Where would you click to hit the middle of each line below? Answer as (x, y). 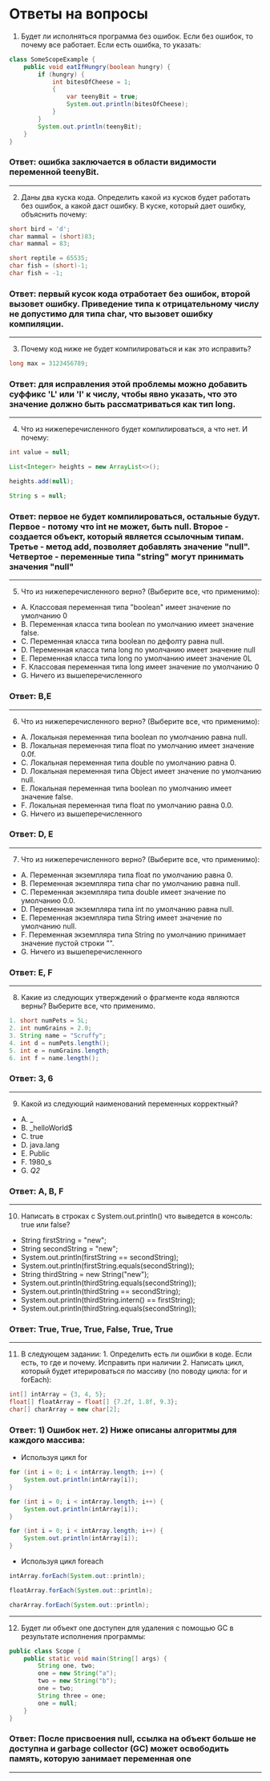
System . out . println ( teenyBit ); (90, 126)
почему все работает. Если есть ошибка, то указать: (111, 44)
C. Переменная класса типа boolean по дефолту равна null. (123, 641)
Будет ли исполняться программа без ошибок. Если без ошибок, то (137, 36)
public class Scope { (45, 1651)
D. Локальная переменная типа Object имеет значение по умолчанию (141, 771)
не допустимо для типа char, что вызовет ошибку (111, 314)
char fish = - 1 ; (36, 274)
